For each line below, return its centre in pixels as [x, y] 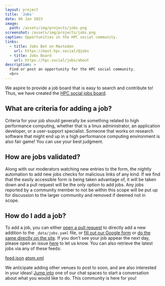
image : [12, 23]
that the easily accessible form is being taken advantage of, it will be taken [81, 179]
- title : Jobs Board [31, 55]
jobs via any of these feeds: [33, 249]
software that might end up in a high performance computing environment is [82, 136]
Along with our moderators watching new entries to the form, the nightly [78, 169]
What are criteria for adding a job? [59, 109]
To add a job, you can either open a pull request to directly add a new [76, 228]
